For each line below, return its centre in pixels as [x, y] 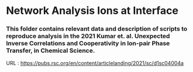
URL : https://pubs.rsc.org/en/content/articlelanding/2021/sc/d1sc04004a [95, 63]
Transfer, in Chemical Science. [51, 51]
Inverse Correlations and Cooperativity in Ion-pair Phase [88, 44]
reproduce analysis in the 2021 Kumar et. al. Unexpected [88, 36]
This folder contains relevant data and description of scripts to [97, 29]
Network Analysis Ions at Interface [92, 11]
